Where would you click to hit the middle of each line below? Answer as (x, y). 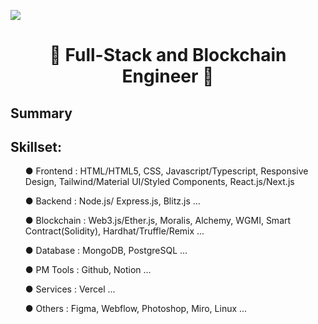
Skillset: (36, 146)
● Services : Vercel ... (70, 289)
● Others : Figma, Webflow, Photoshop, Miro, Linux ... (136, 309)
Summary (41, 113)
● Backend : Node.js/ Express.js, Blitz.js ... (112, 201)
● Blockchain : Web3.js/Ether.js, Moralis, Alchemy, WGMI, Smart (158, 221)
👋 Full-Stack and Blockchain (168, 55)
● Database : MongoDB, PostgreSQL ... (106, 251)
